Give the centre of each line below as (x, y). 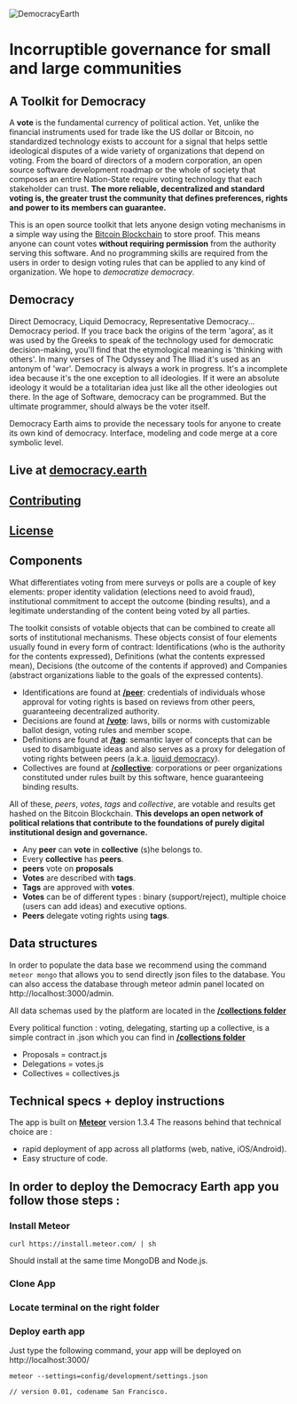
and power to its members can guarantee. (88, 207)
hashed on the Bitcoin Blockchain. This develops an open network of (137, 813)
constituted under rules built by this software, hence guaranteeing (143, 777)
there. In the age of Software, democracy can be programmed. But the (138, 396)
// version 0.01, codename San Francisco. (89, 1392)
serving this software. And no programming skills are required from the (139, 253)
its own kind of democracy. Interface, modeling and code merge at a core (143, 433)
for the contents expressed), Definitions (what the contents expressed (137, 656)
